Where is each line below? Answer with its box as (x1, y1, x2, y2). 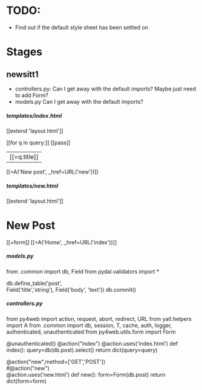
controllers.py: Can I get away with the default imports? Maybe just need (15, 85, 197, 92)
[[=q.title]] (9, 152, 39, 161)
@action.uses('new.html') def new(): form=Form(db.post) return (6, 371, 166, 378)
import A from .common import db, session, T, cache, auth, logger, (6, 321, 172, 329)
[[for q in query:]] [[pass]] (6, 139, 71, 146)
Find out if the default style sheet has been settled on (15, 24, 149, 31)
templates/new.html (6, 182, 59, 189)
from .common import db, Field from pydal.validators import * (6, 267, 160, 275)
